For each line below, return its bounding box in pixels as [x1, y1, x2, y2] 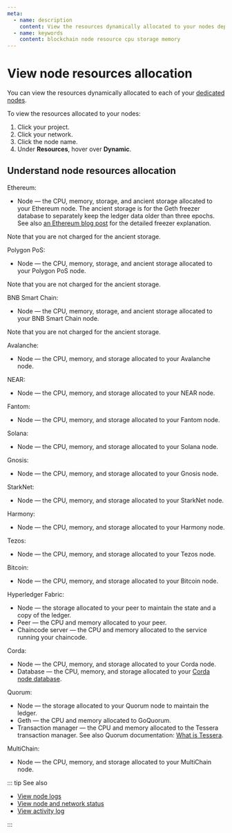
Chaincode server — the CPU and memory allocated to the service [17, 625, 207, 634]
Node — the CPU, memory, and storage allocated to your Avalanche [17, 354, 211, 362]
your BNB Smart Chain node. [17, 314, 99, 322]
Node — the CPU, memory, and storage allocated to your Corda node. [17, 660, 216, 668]
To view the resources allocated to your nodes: [7, 109, 141, 118]
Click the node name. [17, 138, 78, 146]
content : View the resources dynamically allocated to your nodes [19, 23, 215, 30]
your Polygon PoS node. [17, 266, 86, 274]
